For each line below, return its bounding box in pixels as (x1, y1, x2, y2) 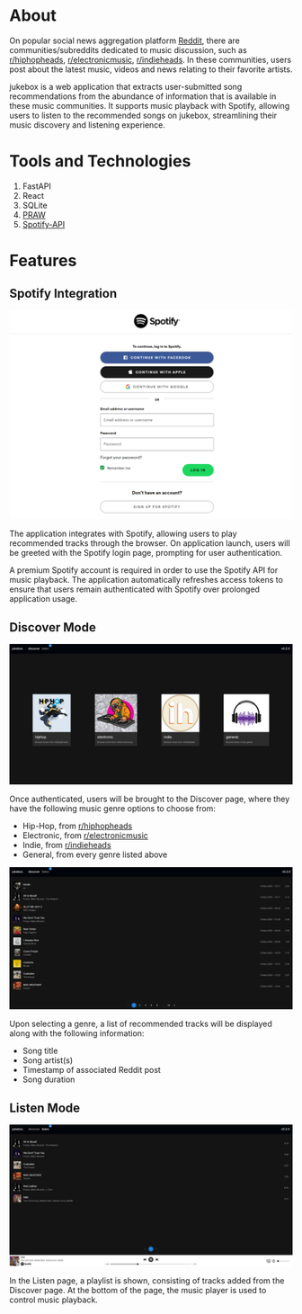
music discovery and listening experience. (9, 119, 166, 130)
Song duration (22, 1074, 75, 1085)
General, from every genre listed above (22, 849, 168, 860)
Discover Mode (9, 620, 96, 635)
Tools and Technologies (9, 151, 191, 172)
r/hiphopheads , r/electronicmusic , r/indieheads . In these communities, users (9, 54, 292, 65)
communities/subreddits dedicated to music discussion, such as (9, 44, 247, 55)
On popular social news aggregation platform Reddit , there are (9, 35, 240, 46)
